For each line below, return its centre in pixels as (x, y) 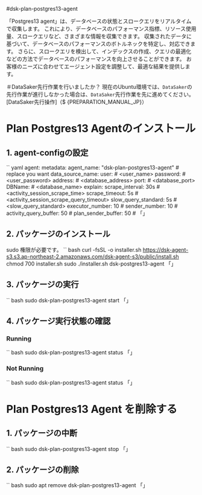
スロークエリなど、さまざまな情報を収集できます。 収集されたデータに (104, 36)
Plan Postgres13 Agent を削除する (92, 409)
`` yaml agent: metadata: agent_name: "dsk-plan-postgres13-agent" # (93, 168)
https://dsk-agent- (166, 249)
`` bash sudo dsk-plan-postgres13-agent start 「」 (69, 300)
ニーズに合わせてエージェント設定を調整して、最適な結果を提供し (103, 66)
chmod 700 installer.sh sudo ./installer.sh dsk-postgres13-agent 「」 (91, 263)
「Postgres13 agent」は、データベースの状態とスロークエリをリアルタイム (99, 21)
